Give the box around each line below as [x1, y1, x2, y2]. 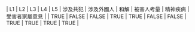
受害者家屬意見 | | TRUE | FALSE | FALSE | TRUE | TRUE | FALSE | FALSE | [6, 13, 187, 20]
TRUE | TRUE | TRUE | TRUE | [6, 20, 79, 26]
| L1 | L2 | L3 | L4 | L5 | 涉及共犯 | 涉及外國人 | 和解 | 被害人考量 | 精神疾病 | [6, 6, 190, 12]
